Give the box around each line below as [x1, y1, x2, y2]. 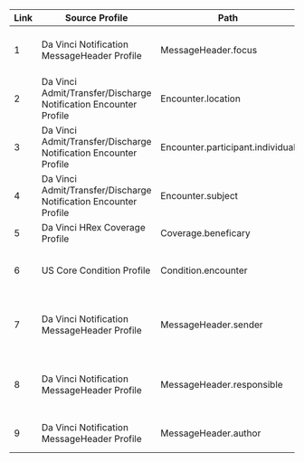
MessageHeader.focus [160, 44, 258, 56]
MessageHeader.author [160, 427, 261, 439]
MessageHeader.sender [160, 318, 264, 331]
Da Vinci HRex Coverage [41, 222, 147, 233]
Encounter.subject [160, 190, 238, 202]
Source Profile [64, 12, 128, 24]
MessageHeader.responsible [160, 379, 283, 391]
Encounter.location [160, 92, 242, 105]
